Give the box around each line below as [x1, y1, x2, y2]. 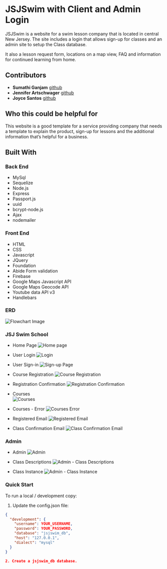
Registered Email [12, 415, 48, 422]
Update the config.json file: [12, 502, 69, 508]
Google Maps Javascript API [12, 278, 72, 285]
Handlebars [12, 295, 37, 301]
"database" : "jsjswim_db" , [14, 531, 71, 536]
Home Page [12, 342, 37, 348]
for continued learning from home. [5, 56, 76, 62]
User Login [12, 352, 36, 358]
